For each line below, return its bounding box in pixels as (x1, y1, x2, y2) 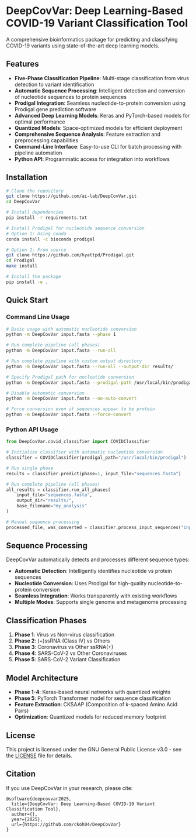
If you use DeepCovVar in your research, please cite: (6, 784, 133, 791)
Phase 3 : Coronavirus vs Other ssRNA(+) (14, 644, 114, 651)
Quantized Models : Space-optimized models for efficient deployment (14, 124, 183, 131)
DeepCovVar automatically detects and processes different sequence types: (6, 556, 190, 563)
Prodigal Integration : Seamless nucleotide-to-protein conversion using (14, 99, 185, 107)
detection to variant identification (14, 81, 94, 88)
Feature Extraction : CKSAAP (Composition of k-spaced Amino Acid (14, 701, 178, 708)
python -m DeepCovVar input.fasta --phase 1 (6, 332, 116, 338)
